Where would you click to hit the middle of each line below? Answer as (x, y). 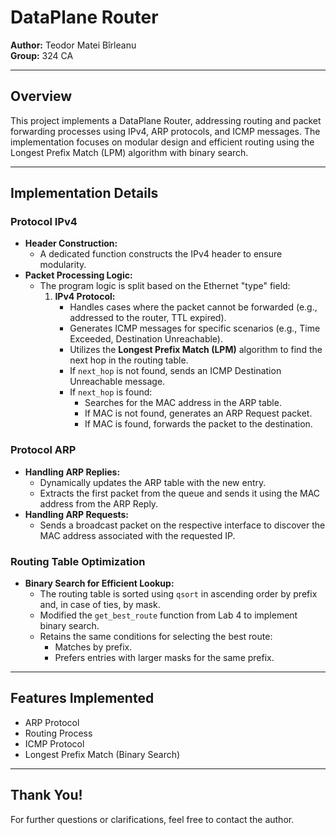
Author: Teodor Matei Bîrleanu (73, 45)
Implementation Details (84, 193)
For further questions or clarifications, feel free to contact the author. (152, 819)
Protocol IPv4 (44, 222)
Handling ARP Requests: (77, 514)
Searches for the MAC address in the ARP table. (183, 403)
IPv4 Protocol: (85, 297)
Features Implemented (82, 698)
